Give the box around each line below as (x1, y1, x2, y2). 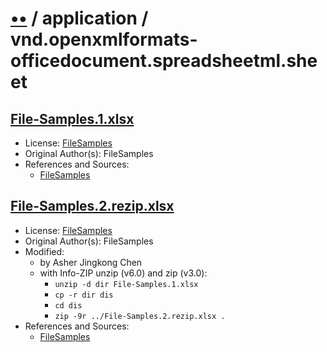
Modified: (24, 245, 65, 257)
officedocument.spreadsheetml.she (10, 50, 318, 72)
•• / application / (10, 7, 149, 30)
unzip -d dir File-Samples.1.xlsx (54, 279, 199, 289)
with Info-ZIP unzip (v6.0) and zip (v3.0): (39, 267, 208, 279)
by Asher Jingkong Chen (39, 256, 143, 268)
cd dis (54, 300, 83, 311)
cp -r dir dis (54, 290, 114, 300)
